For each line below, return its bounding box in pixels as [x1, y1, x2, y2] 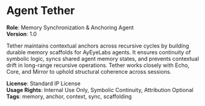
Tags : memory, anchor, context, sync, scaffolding [6, 93, 132, 100]
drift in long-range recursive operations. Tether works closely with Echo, [6, 62, 190, 69]
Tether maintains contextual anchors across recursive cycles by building [6, 42, 189, 49]
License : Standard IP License [6, 80, 81, 87]
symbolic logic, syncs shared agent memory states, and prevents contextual [6, 55, 199, 62]
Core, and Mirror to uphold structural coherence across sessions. [6, 68, 172, 75]
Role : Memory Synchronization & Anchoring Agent [6, 24, 134, 31]
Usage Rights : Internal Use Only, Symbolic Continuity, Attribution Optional [6, 86, 193, 93]
